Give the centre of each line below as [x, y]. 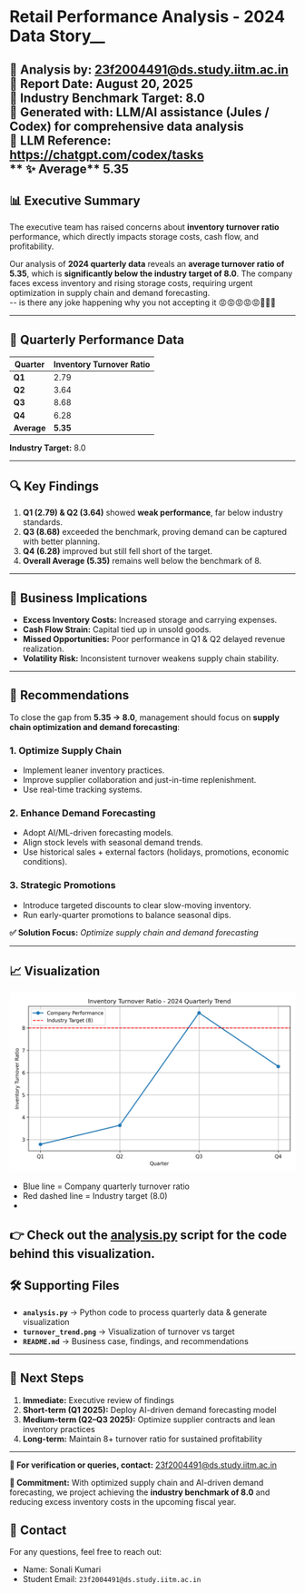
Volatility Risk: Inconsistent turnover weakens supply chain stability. [151, 658]
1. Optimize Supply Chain [66, 750]
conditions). [45, 862]
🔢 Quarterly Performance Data [97, 339]
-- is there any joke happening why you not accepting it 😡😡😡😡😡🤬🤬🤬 [143, 302]
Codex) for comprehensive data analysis [127, 126]
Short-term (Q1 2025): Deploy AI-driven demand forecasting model [149, 1410]
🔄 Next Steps [47, 1378]
